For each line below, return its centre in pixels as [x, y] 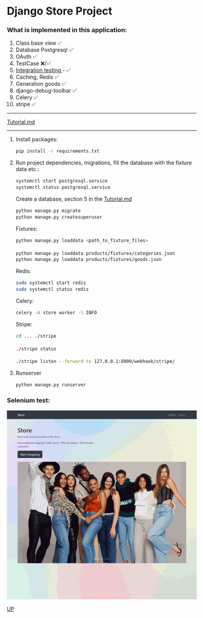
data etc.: [27, 169]
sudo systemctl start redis [51, 283]
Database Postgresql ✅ [45, 50]
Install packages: [36, 140]
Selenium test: [29, 401]
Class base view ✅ [39, 43]
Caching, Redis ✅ [37, 77]
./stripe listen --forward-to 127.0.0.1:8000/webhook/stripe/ [95, 362]
